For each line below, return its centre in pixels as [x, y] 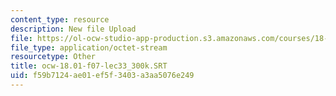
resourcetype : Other [53, 57]
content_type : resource [60, 19]
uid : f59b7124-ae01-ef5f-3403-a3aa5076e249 [102, 76]
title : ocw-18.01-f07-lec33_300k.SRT [89, 66]
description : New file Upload [73, 29]
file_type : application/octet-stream [89, 47]
